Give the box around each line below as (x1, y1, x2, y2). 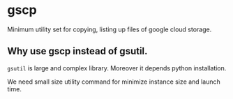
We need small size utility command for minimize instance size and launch (7, 77, 221, 86)
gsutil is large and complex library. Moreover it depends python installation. (7, 63, 227, 72)
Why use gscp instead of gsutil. (7, 45, 148, 57)
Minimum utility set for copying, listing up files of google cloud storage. (7, 25, 212, 33)
